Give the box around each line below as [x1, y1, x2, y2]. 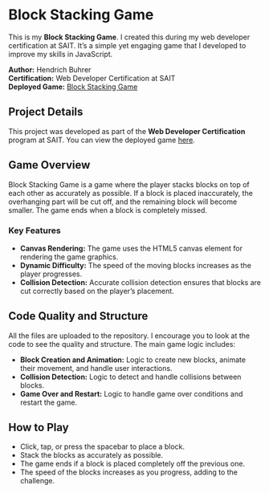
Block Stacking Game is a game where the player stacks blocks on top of [8, 179, 251, 189]
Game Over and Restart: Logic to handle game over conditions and [19, 389, 243, 398]
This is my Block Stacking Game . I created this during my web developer [8, 32, 251, 42]
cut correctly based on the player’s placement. [19, 286, 174, 295]
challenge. [19, 476, 55, 486]
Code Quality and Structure [8, 309, 149, 323]
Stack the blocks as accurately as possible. [19, 450, 164, 460]
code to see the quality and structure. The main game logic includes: [8, 339, 235, 348]
